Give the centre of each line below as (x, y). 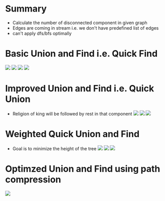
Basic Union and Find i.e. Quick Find (81, 54)
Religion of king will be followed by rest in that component (72, 114)
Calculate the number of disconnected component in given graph (80, 23)
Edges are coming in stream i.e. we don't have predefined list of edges (86, 28)
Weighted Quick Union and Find (72, 134)
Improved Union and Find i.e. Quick (80, 89)
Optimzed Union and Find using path (83, 169)
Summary (26, 9)
